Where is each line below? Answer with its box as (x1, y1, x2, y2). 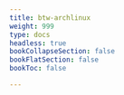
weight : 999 (9, 22, 54, 31)
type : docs (9, 30, 51, 39)
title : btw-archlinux (9, 13, 91, 23)
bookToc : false (9, 64, 67, 73)
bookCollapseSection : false (9, 47, 116, 56)
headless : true (9, 38, 67, 48)
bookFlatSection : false (9, 55, 100, 64)
